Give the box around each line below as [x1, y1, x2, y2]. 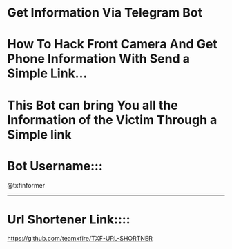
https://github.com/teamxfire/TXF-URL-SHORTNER [7, 235, 153, 243]
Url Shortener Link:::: [7, 212, 130, 227]
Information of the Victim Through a [7, 112, 217, 128]
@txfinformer [7, 181, 46, 189]
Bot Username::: [7, 158, 104, 174]
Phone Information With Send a [7, 51, 190, 67]
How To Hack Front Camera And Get [7, 37, 217, 52]
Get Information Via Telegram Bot [7, 5, 203, 21]
